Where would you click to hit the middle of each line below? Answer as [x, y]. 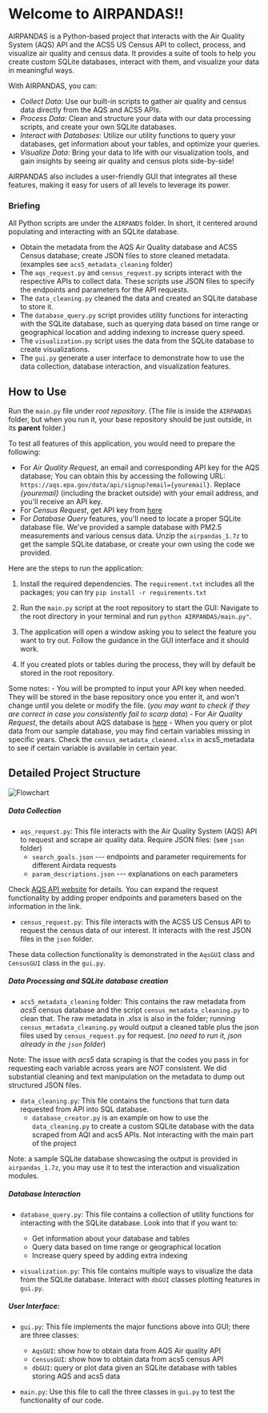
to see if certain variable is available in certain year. [93, 748]
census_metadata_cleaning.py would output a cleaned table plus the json [139, 1027]
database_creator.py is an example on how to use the [120, 1117]
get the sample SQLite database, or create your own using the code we [137, 544]
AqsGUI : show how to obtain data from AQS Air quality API [126, 1350]
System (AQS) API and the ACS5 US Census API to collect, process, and [127, 44]
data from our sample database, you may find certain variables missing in [129, 731]
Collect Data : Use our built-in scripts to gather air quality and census [133, 101]
